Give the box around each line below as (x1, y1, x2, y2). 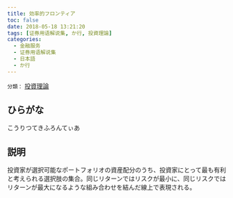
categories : (7, 36, 42, 43)
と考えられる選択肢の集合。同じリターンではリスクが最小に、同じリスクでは (7, 174, 226, 183)
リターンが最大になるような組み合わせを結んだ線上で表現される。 (7, 183, 196, 192)
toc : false (7, 17, 39, 24)
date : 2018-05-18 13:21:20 (7, 23, 86, 30)
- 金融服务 (13, 42, 41, 49)
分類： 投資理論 (7, 81, 49, 90)
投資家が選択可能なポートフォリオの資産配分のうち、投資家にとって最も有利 (7, 166, 226, 174)
